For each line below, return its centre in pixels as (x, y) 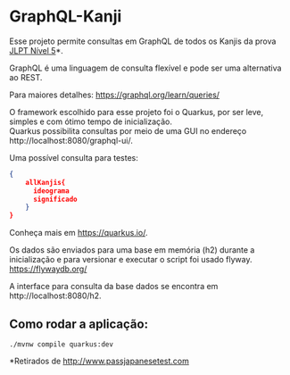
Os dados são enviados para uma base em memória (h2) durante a (132, 250)
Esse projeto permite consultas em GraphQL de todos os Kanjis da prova (143, 41)
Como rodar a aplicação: (79, 324)
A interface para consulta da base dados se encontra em (114, 287)
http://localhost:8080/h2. (55, 296)
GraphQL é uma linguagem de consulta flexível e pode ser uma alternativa (145, 68)
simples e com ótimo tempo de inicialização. (91, 121)
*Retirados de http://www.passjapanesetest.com (99, 361)
